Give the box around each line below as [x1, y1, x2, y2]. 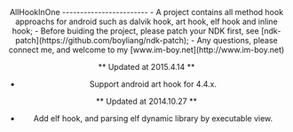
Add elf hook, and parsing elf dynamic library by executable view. [33, 113, 273, 123]
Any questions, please [196, 35, 279, 45]
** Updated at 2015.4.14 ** [98, 62, 195, 72]
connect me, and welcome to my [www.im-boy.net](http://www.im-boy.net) [8, 44, 285, 55]
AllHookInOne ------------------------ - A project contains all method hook [9, 7, 284, 17]
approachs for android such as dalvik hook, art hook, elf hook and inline [14, 16, 279, 27]
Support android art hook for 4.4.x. [89, 79, 218, 89]
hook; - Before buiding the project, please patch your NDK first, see [12, 26, 259, 36]
